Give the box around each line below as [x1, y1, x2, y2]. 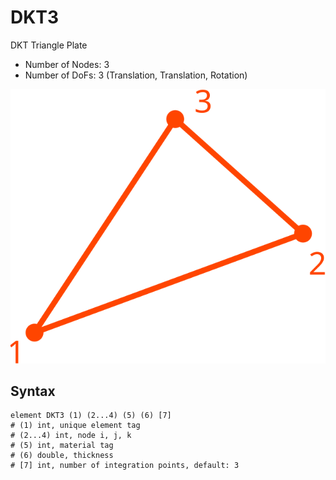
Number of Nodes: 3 [24, 58, 110, 70]
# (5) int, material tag [10, 441, 114, 451]
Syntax [10, 382, 56, 400]
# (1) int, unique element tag [10, 421, 141, 431]
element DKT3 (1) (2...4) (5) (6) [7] [10, 411, 172, 421]
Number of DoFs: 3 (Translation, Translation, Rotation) [24, 69, 248, 81]
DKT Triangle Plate [10, 39, 88, 51]
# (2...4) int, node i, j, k [10, 431, 132, 441]
